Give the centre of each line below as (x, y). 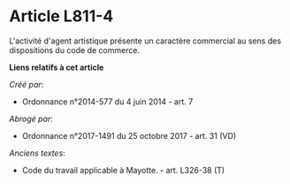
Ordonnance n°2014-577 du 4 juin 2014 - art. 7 (107, 101)
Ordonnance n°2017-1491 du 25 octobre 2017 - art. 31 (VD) (129, 135)
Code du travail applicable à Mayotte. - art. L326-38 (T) (123, 170)
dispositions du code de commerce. (74, 50)
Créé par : (27, 84)
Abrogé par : (31, 119)
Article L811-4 (61, 16)
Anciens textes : (38, 153)
